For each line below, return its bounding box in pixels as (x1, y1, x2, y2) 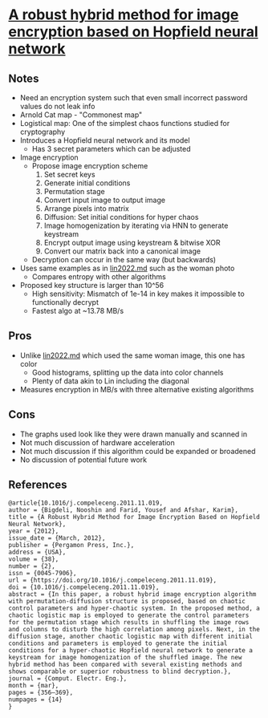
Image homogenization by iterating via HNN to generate (43, 221, 229, 230)
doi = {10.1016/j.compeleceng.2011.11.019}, (8, 583, 160, 591)
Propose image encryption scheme (31, 161, 148, 170)
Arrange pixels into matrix (43, 204, 130, 213)
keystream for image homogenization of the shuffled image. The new (8, 654, 242, 662)
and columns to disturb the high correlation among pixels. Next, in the (8, 626, 261, 634)
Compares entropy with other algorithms (31, 272, 166, 282)
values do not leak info (19, 102, 95, 111)
